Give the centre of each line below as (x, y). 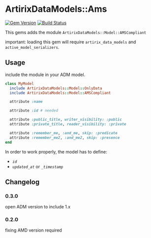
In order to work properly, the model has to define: (56, 152)
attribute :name (26, 102)
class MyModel (20, 83)
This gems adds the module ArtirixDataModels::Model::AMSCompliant (76, 32)
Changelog (22, 182)
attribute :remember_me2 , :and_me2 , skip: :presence (65, 138)
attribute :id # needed (34, 111)
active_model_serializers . (32, 47)
